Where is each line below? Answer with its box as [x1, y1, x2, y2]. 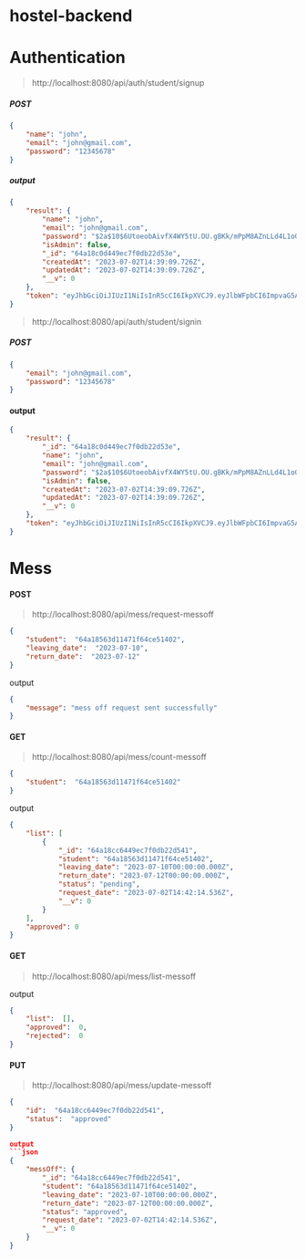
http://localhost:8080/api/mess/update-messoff [31, 1080, 212, 1091]
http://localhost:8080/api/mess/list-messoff [31, 971, 197, 982]
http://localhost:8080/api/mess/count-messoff [31, 752, 208, 763]
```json [9, 1148, 39, 1157]
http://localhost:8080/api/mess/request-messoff [31, 609, 214, 620]
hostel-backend [9, 5, 133, 26]
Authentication [9, 47, 126, 68]
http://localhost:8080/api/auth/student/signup [31, 78, 205, 88]
